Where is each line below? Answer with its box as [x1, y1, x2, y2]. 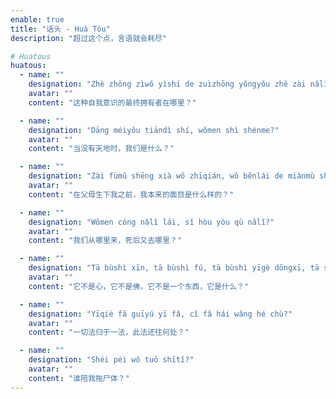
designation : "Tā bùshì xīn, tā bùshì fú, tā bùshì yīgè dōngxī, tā [28, 263, 320, 273]
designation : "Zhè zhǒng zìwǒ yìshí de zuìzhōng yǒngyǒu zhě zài [28, 79, 307, 90]
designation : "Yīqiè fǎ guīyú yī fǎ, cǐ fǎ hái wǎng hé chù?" [28, 309, 293, 319]
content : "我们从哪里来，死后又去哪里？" [28, 236, 182, 246]
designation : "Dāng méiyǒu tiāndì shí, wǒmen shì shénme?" [28, 125, 280, 135]
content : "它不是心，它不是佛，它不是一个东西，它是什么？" [28, 281, 249, 291]
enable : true [10, 14, 65, 25]
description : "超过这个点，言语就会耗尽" [10, 33, 168, 43]
